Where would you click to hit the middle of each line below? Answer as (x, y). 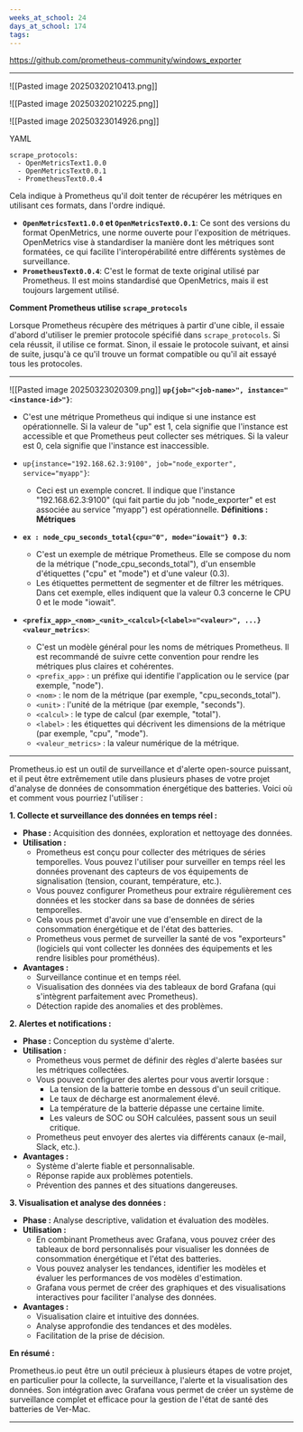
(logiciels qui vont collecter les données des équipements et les (154, 948)
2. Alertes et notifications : (60, 1024)
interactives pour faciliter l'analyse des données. (126, 1297)
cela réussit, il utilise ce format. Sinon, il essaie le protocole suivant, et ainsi (149, 345)
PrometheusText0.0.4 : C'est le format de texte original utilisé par (141, 271)
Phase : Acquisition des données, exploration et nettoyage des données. (157, 833)
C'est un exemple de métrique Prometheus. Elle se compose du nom (163, 555)
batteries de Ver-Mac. (50, 1409)
